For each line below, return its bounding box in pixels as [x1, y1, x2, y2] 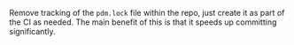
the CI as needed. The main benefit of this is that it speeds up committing [9, 17, 277, 27]
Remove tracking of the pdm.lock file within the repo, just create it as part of [9, 8, 285, 18]
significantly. [9, 26, 56, 36]
